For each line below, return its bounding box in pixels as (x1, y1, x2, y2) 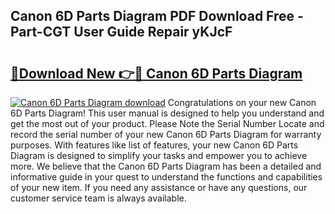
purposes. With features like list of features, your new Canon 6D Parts (10, 139, 299, 151)
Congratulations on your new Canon (167, 97, 317, 108)
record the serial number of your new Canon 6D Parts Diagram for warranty (10, 129, 322, 140)
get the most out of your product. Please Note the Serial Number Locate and (10, 118, 325, 129)
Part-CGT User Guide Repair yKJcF (10, 24, 233, 41)
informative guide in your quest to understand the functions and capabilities (10, 171, 323, 183)
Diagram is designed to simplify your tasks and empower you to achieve (10, 150, 308, 161)
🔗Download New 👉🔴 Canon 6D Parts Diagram (10, 65, 303, 82)
